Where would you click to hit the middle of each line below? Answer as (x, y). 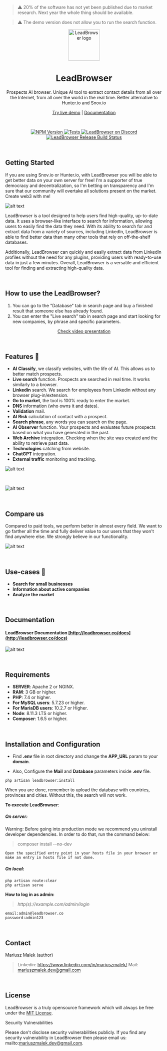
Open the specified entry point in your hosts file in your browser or (81, 853)
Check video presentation (84, 331)
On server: (16, 816)
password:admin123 (24, 918)
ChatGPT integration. (34, 454)
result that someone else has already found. (58, 311)
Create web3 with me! (28, 196)
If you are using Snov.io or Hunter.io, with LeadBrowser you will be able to (81, 174)
